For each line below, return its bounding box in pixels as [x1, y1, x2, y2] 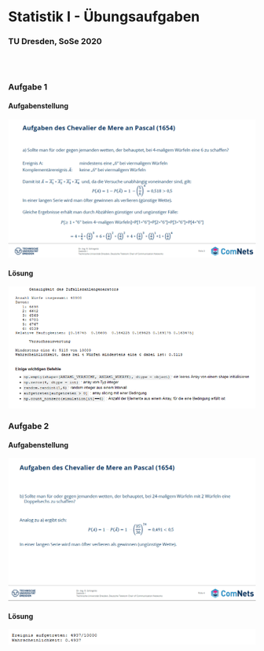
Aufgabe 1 [8, 82, 48, 93]
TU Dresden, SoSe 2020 [8, 36, 102, 47]
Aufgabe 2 [8, 421, 49, 432]
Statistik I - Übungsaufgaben [8, 8, 200, 26]
